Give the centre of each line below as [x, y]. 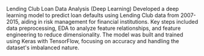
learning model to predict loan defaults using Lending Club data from [93, 15]
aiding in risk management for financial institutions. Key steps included [110, 22]
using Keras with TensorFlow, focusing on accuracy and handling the [93, 41]
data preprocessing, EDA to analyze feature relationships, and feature [93, 28]
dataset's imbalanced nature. [43, 47]
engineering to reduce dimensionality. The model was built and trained [95, 35]
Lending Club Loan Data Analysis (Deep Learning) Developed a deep [93, 9]
